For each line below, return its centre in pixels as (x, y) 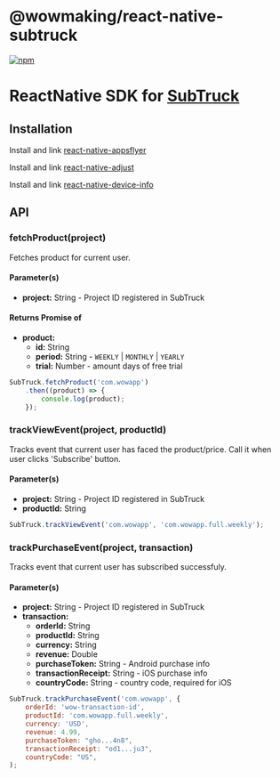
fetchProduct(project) (58, 238)
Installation (41, 129)
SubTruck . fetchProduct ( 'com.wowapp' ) (79, 383)
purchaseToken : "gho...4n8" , (79, 741)
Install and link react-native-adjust (72, 167)
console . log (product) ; (83, 399)
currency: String (66, 645)
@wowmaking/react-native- (116, 16)
